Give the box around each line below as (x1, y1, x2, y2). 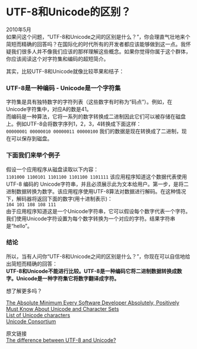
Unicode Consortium (6, 318, 56, 325)
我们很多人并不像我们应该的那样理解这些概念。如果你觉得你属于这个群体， (11, 48, 191, 55)
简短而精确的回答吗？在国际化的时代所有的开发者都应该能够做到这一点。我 (6, 41, 186, 48)
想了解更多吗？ (6, 287, 42, 294)
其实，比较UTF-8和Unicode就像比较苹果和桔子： (6, 68, 125, 75)
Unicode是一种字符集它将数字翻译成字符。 (16, 274, 120, 282)
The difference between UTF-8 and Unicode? (6, 336, 116, 344)
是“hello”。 (6, 222, 33, 229)
